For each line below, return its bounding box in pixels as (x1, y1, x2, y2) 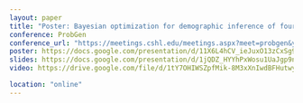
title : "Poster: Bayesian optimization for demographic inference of (9, 22, 277, 31)
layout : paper (9, 13, 63, 23)
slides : (9, 55, 39, 64)
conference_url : (9, 38, 70, 48)
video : (9, 64, 34, 73)
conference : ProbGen (9, 30, 87, 39)
